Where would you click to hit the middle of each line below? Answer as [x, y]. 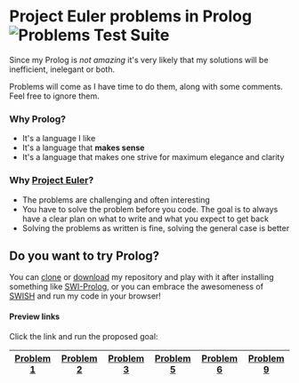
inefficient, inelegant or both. [62, 69]
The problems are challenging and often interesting [116, 199]
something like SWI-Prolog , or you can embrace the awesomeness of [137, 287]
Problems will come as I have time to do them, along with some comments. [146, 86]
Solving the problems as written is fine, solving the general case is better [156, 227]
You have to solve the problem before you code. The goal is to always [150, 209]
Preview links [35, 316]
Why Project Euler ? [52, 180]
